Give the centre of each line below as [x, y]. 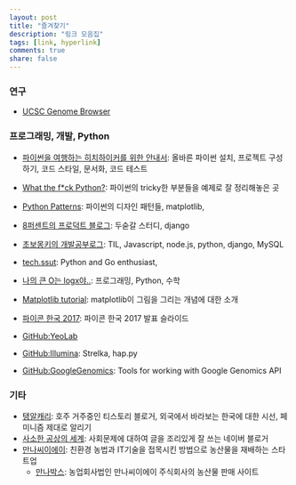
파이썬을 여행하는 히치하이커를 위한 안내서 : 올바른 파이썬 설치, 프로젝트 [144, 158]
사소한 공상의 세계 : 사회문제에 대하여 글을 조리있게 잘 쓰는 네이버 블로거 [145, 438]
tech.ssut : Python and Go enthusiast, [90, 262]
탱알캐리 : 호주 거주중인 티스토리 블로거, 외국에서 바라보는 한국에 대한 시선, [150, 416]
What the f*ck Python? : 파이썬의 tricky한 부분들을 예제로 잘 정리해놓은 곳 [151, 187]
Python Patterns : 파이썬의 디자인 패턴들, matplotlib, [113, 206]
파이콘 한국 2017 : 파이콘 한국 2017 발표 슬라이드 [105, 318]
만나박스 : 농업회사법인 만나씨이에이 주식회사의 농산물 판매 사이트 [147, 472]
